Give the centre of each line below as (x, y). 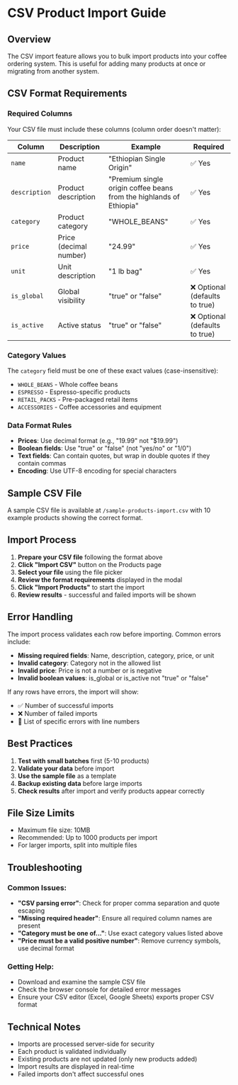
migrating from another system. (53, 71)
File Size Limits (41, 813)
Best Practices (40, 744)
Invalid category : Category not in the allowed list (89, 663)
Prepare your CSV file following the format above (90, 557)
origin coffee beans (141, 188)
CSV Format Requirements (67, 94)
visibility (72, 300)
